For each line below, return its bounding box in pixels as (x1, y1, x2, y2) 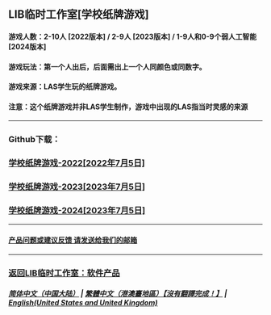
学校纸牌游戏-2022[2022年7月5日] (8, 157, 145, 169)
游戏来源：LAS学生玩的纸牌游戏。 (8, 82, 122, 91)
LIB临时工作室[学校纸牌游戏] (8, 7, 149, 22)
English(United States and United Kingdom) (8, 298, 158, 308)
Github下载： (8, 134, 60, 145)
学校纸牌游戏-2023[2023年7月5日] (8, 181, 145, 192)
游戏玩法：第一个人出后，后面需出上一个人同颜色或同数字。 (8, 61, 206, 71)
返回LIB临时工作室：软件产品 (8, 267, 120, 279)
